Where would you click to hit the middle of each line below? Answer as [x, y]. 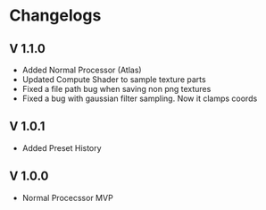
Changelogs [55, 16]
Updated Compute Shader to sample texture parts [114, 80]
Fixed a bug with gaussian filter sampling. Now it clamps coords [140, 98]
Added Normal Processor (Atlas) [82, 70]
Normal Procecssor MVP [67, 197]
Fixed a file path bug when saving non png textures [116, 89]
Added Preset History [62, 147]
